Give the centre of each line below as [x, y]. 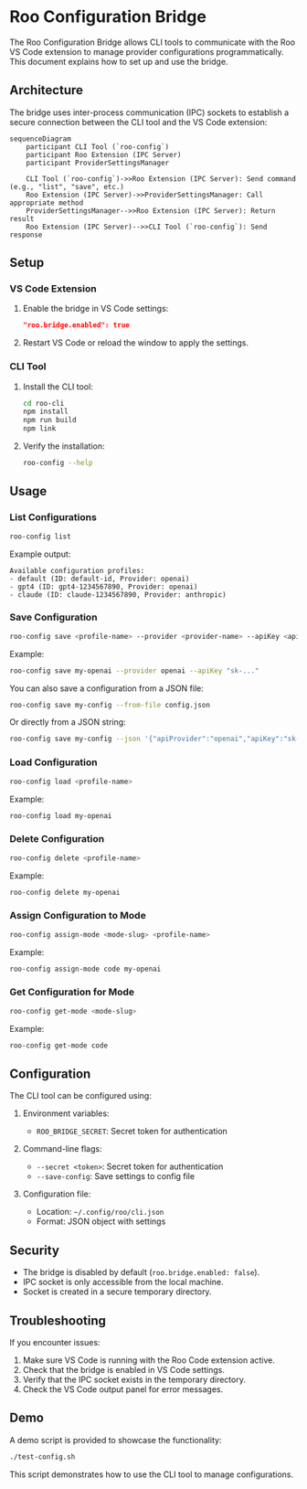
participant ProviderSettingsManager [98, 163]
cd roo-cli [43, 403]
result [22, 218]
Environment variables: [66, 1113]
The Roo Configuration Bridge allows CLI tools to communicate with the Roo [152, 42]
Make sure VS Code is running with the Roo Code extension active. [149, 1360]
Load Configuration [53, 762]
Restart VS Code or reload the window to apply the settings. [136, 343]
